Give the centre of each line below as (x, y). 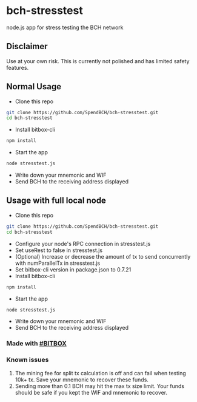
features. (18, 67)
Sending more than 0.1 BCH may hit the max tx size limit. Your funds (100, 386)
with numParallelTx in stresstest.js (58, 263)
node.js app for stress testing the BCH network (65, 27)
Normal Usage (34, 87)
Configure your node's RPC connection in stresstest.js (83, 244)
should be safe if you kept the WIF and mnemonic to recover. (91, 392)
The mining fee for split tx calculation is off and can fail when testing (100, 373)
